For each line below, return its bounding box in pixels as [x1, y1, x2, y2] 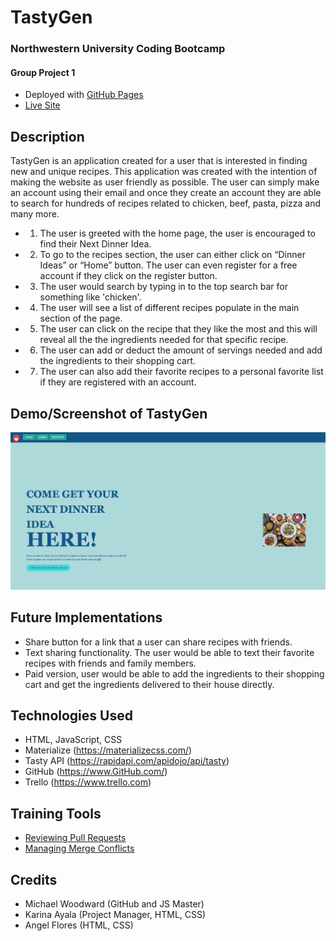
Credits [10, 871, 58, 888]
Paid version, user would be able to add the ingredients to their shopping [24, 667, 325, 680]
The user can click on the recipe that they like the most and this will [39, 323, 318, 335]
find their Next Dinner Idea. [39, 238, 152, 250]
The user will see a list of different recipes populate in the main [39, 302, 300, 314]
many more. [10, 208, 60, 220]
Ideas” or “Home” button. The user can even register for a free [39, 259, 298, 271]
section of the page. [39, 312, 123, 325]
